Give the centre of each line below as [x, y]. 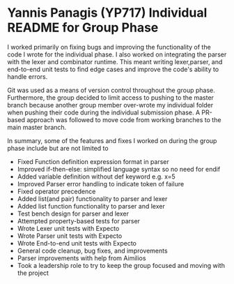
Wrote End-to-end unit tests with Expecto [77, 243]
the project [33, 273]
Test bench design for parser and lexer [73, 214]
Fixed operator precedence [56, 191]
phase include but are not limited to [58, 148]
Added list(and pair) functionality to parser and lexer [92, 199]
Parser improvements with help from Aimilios [81, 258]
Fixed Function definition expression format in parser [93, 161]
